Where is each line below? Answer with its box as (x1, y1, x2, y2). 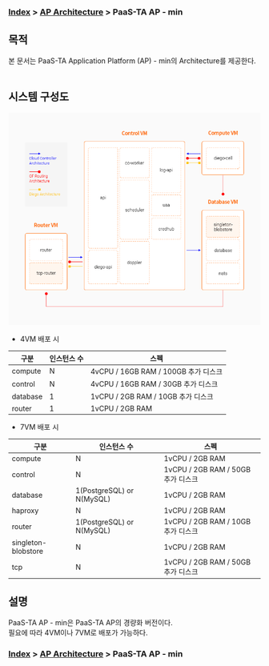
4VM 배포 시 (19, 335, 60, 344)
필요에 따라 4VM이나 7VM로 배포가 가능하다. (8, 628, 148, 637)
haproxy (11, 505, 39, 515)
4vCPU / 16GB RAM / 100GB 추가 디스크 (90, 367, 223, 376)
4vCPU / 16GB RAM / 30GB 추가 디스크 (90, 379, 219, 389)
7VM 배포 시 (19, 423, 59, 432)
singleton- (11, 538, 47, 548)
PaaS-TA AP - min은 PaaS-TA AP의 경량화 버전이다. (8, 617, 174, 627)
